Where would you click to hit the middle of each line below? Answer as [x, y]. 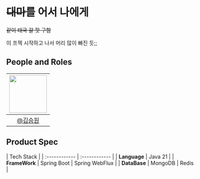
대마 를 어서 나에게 [47, 12]
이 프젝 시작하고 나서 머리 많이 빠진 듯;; [52, 43]
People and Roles [39, 62]
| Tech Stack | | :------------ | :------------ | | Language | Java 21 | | [90, 156]
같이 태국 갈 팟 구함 [29, 30]
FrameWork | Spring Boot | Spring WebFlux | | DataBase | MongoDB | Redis [100, 163]
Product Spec [32, 142]
